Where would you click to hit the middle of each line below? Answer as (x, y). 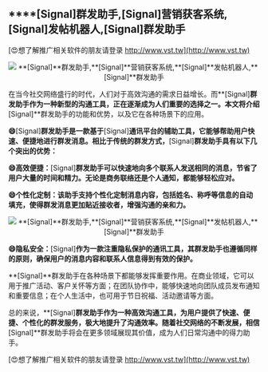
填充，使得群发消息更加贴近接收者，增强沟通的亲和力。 (99, 204)
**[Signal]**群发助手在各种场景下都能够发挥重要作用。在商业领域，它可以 (131, 275)
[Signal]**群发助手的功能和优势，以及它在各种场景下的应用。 (108, 113)
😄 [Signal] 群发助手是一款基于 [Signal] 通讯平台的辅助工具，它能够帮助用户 (128, 131)
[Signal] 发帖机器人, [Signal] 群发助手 (97, 29)
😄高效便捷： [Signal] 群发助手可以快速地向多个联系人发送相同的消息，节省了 (133, 168)
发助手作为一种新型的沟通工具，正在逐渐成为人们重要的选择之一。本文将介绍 (134, 104)
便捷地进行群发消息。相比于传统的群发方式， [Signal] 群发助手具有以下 (136, 140)
